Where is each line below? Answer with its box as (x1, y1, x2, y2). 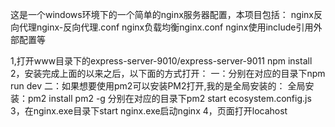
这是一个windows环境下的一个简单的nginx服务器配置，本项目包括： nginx (10, 9, 314, 20)
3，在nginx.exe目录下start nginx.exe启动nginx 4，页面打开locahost (10, 105, 288, 117)
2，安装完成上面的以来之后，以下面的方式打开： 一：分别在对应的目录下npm (10, 68, 326, 79)
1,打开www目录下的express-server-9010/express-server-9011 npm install (10, 55, 313, 67)
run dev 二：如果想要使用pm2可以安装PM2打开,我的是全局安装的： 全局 (10, 80, 306, 92)
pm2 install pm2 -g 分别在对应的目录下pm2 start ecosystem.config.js (27, 93, 312, 104)
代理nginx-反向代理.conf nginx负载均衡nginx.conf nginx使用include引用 (18, 21, 314, 33)
